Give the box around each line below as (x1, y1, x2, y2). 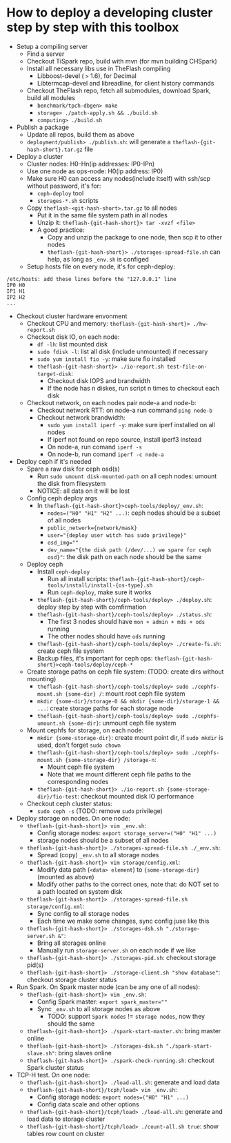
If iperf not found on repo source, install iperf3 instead (47, 435, 202, 443)
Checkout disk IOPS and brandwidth (47, 376, 151, 384)
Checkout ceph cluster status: (26, 799, 112, 808)
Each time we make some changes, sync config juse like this (37, 917, 210, 925)
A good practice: (37, 226, 85, 234)
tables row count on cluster (26, 1129, 105, 1137)
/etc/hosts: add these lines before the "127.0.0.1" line (6, 275, 177, 282)
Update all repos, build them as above (26, 130, 135, 139)
